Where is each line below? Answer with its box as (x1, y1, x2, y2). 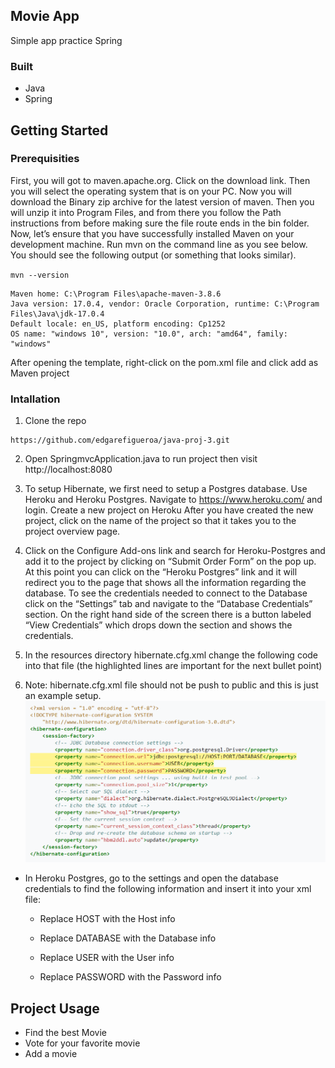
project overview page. (24, 525, 121, 538)
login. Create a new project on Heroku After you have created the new (24, 504, 314, 516)
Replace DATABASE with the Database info (39, 932, 217, 944)
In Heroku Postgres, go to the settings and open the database (24, 872, 279, 884)
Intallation (10, 392, 61, 406)
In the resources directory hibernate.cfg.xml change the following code (24, 649, 319, 661)
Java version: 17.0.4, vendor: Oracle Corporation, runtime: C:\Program (10, 299, 320, 309)
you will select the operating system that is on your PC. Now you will (10, 185, 292, 197)
